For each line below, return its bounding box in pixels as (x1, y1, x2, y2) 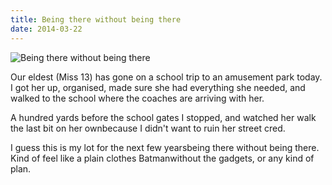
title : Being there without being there (10, 14, 182, 25)
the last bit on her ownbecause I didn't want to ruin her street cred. (10, 122, 286, 134)
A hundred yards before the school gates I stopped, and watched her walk (10, 111, 317, 123)
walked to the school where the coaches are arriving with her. (10, 92, 265, 104)
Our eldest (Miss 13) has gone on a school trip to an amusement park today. (10, 71, 323, 83)
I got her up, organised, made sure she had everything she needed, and (10, 81, 306, 93)
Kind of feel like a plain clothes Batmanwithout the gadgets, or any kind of (10, 152, 315, 164)
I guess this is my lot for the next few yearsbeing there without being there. (10, 141, 320, 153)
